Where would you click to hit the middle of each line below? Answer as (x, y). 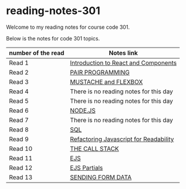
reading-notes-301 (53, 11)
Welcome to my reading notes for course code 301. (68, 27)
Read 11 (21, 158)
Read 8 (19, 129)
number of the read (37, 53)
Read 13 (21, 177)
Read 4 (19, 91)
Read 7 (19, 120)
